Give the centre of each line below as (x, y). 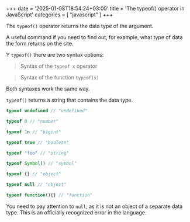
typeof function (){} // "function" (49, 195)
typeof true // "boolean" (37, 143)
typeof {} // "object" (34, 174)
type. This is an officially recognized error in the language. (76, 212)
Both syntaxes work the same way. (48, 89)
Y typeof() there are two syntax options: (55, 55)
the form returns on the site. (40, 44)
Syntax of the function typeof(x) (60, 77)
